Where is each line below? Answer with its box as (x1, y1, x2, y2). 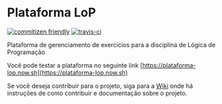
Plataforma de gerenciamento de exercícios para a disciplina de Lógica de (7, 40, 216, 49)
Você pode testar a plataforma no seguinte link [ (7, 61, 143, 69)
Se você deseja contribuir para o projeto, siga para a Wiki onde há (7, 81, 193, 90)
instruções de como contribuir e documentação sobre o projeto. (7, 89, 188, 97)
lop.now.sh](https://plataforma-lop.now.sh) (7, 68, 128, 77)
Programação (7, 48, 46, 56)
